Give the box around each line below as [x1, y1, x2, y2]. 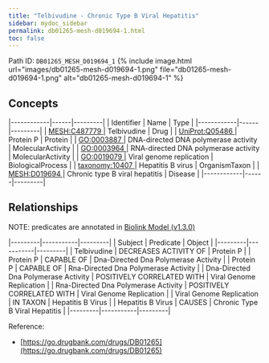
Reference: [8, 321, 45, 331]
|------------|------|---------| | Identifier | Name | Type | [8, 118, 194, 128]
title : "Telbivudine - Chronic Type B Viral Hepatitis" [8, 11, 199, 20]
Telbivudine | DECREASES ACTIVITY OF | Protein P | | [74, 246, 251, 255]
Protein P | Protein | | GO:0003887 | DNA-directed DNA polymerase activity [8, 135, 258, 145]
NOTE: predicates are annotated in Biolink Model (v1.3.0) [8, 222, 195, 231]
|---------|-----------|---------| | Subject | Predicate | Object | [8, 238, 214, 247]
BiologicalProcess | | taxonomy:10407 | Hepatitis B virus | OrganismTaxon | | [8, 161, 259, 170]
